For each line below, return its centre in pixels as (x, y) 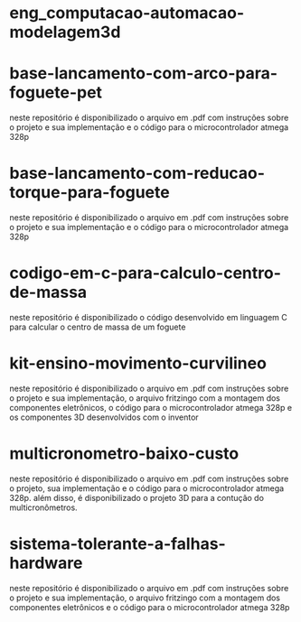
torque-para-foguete (89, 193)
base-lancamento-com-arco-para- (144, 74)
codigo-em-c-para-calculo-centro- (146, 273)
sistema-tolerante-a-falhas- (118, 544)
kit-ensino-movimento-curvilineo (138, 363)
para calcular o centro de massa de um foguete (98, 327)
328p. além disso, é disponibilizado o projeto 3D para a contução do (137, 497)
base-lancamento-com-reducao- (137, 173)
